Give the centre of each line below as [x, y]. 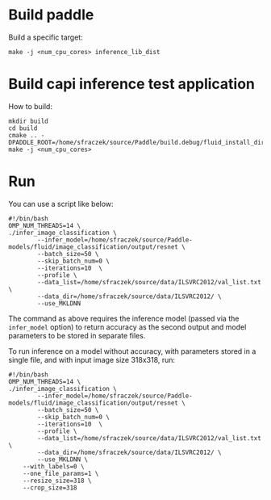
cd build [23, 128]
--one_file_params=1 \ [61, 473]
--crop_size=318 [50, 487]
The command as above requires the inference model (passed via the [124, 318]
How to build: [30, 106]
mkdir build [28, 121]
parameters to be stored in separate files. [77, 335]
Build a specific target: [46, 37]
